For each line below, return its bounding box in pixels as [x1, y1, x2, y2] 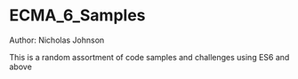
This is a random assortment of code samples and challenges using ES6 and [9, 51, 290, 62]
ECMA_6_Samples [9, 5, 146, 26]
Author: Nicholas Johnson [9, 35, 105, 45]
